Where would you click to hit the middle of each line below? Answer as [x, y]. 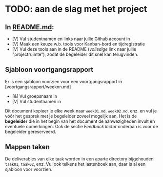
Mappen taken [28, 147]
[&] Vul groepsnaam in [35, 96]
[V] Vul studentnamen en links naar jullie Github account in [71, 39]
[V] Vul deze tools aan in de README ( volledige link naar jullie [74, 49]
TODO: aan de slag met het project [76, 9]
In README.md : [30, 27]
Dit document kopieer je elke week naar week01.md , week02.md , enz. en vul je [81, 111]
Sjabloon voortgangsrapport [49, 70]
